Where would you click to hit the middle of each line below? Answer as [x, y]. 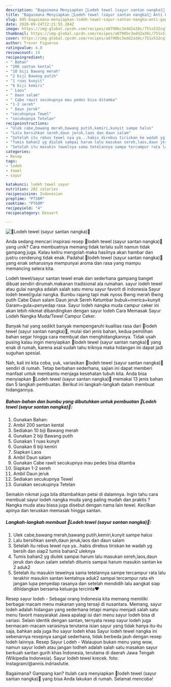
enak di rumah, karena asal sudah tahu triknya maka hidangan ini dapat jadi [84, 348]
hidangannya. [20, 390]
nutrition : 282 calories [32, 189]
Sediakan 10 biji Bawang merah [46, 430]
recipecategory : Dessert [32, 213]
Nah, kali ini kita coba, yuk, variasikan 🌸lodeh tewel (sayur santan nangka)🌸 [85, 363]
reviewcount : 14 [23, 52]
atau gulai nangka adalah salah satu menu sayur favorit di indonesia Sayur [83, 289]
